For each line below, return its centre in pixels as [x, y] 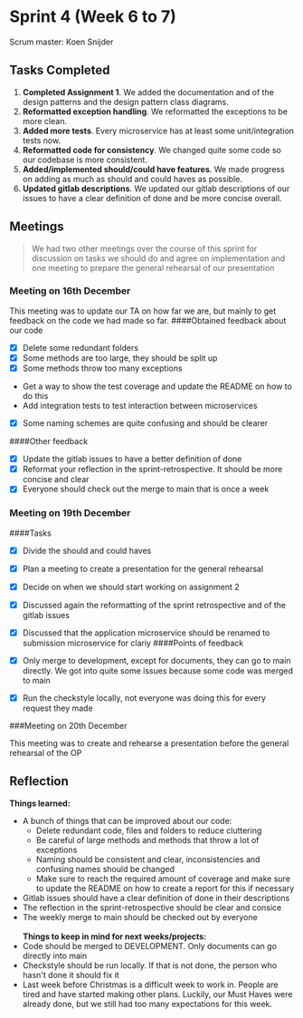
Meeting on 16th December [70, 291]
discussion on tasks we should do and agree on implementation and [158, 258]
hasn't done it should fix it [71, 974]
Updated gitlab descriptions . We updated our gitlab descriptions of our [156, 189]
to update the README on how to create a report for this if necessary [165, 888]
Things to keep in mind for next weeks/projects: [114, 936]
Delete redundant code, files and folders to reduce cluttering [149, 830]
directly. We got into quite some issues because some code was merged [158, 670]
